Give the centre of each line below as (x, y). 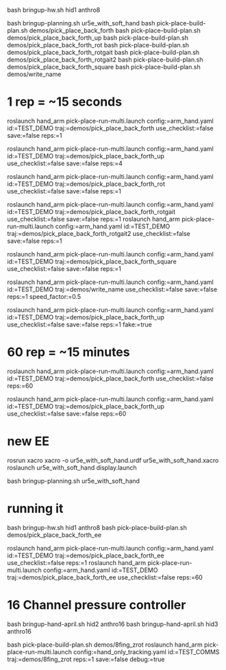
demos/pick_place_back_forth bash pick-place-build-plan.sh (115, 31)
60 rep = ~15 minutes (68, 352)
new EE (28, 441)
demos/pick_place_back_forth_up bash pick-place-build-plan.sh (98, 38)
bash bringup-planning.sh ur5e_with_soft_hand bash (81, 23)
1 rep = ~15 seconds (64, 102)
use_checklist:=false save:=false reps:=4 (65, 163)
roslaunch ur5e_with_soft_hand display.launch (72, 467)
